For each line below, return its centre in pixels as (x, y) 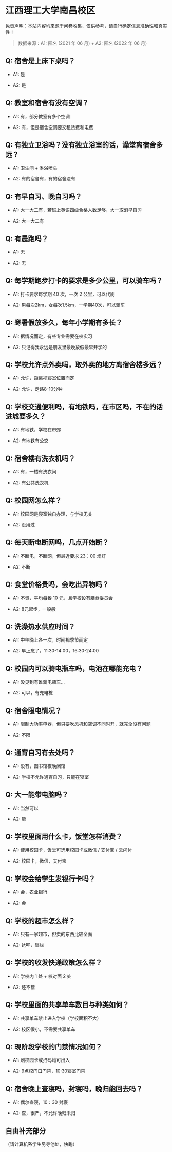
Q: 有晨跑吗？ (27, 239)
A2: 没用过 (24, 524)
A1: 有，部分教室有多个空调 (41, 116)
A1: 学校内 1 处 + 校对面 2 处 (42, 976)
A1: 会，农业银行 (30, 892)
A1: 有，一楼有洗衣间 (34, 472)
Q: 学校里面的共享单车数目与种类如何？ (67, 1005)
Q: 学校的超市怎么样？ (40, 921)
